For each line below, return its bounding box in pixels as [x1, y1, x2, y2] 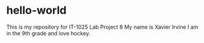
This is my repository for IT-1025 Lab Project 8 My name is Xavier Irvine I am [6, 23, 199, 30]
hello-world [6, 4, 67, 17]
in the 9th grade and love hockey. [6, 29, 90, 36]
